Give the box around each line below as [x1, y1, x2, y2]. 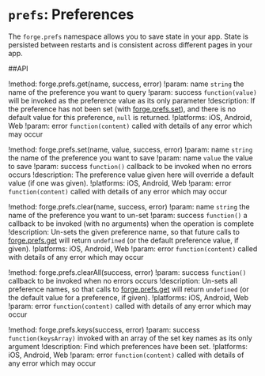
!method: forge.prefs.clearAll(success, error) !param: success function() [8, 267, 247, 277]
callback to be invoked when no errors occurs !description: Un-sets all [8, 276, 237, 285]
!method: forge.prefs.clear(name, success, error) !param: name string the [8, 201, 251, 211]
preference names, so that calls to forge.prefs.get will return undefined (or [8, 284, 249, 294]
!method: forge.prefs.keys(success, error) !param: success [8, 325, 200, 334]
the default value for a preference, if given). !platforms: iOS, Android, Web [8, 292, 249, 302]
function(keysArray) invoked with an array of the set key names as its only [8, 333, 253, 343]
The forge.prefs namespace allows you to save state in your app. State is [8, 32, 249, 41]
